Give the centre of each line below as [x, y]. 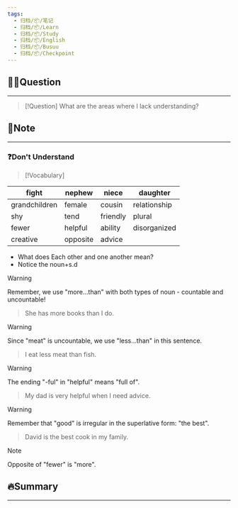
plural [142, 216]
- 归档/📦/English [39, 40]
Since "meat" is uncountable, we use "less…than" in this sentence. [105, 341]
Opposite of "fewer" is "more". [52, 464]
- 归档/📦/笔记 [34, 21]
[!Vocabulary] [45, 175]
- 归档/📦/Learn [36, 27]
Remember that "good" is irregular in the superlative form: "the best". [108, 423]
